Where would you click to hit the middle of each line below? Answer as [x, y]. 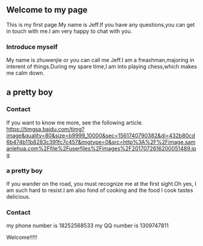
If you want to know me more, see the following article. [75, 122]
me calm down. [25, 73]
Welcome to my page [47, 10]
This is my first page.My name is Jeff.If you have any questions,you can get [101, 24]
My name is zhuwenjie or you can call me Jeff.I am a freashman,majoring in [101, 60]
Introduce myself [32, 47]
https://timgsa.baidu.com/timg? [45, 129]
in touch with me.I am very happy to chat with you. [69, 31]
